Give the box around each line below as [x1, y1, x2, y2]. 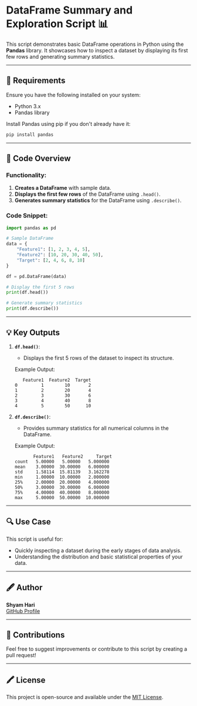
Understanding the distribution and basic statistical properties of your [14, 553, 183, 560]
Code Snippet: [6, 212, 48, 220]
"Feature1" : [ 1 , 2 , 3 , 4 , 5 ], [16, 246, 91, 253]
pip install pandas [6, 132, 54, 138]
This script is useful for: [6, 536, 63, 543]
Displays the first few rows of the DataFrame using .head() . [14, 190, 161, 198]
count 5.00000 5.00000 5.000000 [14, 459, 110, 464]
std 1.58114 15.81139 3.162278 [14, 469, 110, 475]
